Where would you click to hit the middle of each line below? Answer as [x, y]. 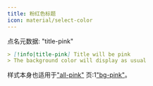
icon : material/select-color [50, 20]
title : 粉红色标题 [32, 14]
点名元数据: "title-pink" [41, 41]
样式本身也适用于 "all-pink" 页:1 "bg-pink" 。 [69, 75]
